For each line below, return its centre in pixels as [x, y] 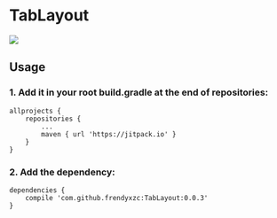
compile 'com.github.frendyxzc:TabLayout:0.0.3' [117, 198]
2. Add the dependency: [62, 172]
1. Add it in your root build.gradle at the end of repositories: [139, 92]
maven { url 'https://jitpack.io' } [109, 134]
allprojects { [36, 111]
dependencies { [37, 190]
